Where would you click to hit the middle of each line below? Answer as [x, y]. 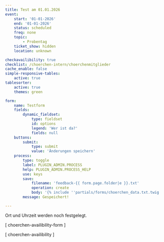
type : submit [44, 147]
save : [28, 179]
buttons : [23, 138]
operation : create [50, 188]
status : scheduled [33, 28]
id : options [43, 124]
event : [12, 14]
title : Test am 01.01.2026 [33, 10]
